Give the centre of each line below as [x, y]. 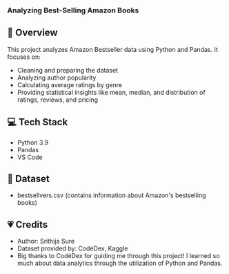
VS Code [30, 157]
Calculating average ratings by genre [70, 84]
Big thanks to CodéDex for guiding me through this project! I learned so [118, 256]
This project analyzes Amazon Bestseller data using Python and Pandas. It [113, 49]
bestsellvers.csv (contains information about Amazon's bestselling [111, 195]
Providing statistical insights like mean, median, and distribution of [111, 92]
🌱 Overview [32, 33]
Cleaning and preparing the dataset [68, 70]
